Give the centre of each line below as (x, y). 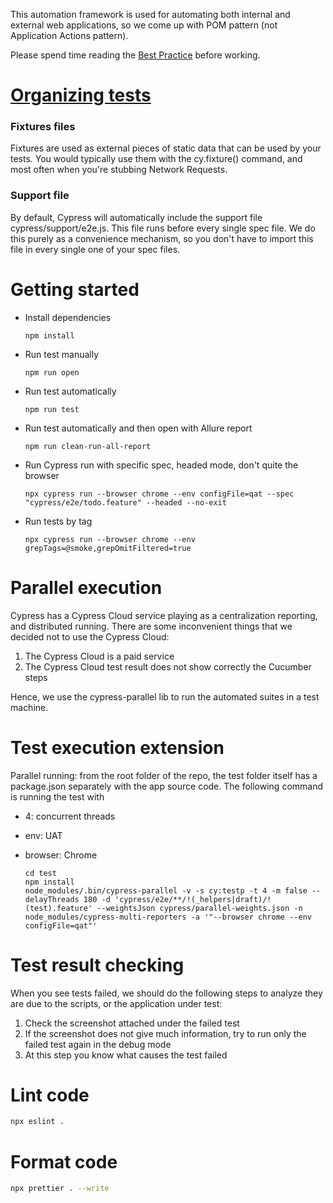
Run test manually (62, 354)
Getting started (75, 289)
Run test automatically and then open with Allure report (138, 428)
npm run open (52, 372)
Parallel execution (86, 587)
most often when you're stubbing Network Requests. (119, 170)
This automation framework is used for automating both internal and (150, 14)
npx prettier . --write (60, 1189)
